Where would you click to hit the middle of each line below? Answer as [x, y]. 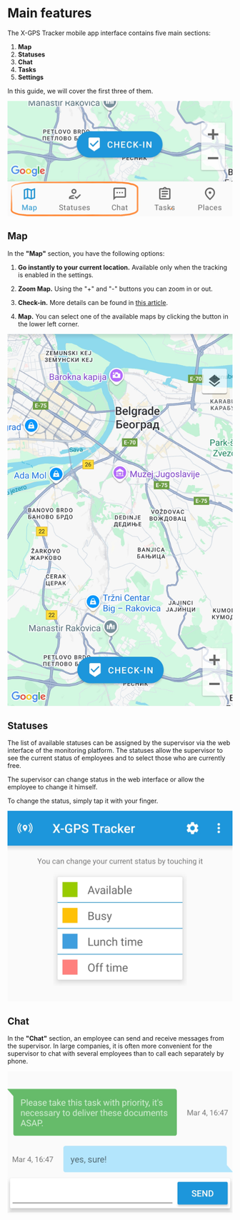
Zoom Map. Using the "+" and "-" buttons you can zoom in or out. [115, 289]
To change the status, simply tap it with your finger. [83, 801]
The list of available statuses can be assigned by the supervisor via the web [119, 743]
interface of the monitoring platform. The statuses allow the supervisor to [115, 751]
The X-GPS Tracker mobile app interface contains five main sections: [109, 33]
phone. [18, 1061]
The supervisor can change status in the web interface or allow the [106, 779]
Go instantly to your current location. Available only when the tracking [122, 267]
